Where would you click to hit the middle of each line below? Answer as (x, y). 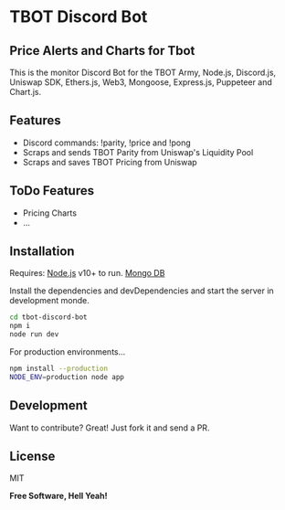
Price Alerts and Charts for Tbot (102, 51)
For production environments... (68, 352)
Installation (42, 252)
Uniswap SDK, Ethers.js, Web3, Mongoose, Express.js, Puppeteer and (141, 82)
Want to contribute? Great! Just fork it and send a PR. (110, 428)
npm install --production (58, 369)
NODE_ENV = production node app (67, 377)
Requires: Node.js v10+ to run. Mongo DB (87, 273)
